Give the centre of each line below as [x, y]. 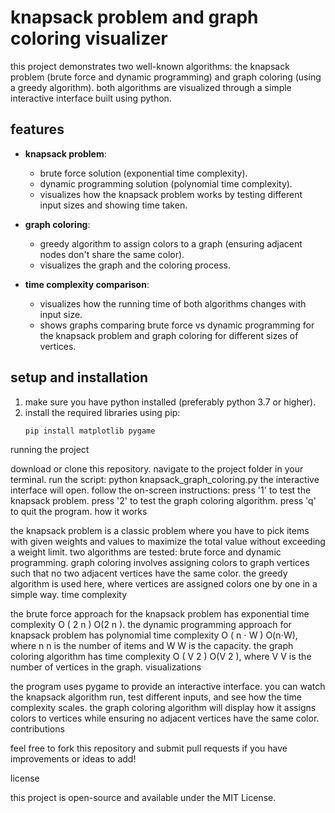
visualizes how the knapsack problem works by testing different [171, 194]
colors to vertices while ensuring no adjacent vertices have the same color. [165, 718]
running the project [50, 450]
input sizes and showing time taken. [113, 205]
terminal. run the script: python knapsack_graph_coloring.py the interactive [165, 480]
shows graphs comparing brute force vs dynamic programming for [177, 325]
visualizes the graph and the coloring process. [135, 265]
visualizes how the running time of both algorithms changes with [173, 303]
